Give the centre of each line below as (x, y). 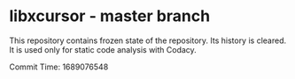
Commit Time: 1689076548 (59, 67)
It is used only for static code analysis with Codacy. (103, 49)
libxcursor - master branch (110, 16)
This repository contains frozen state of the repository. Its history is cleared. (147, 40)
